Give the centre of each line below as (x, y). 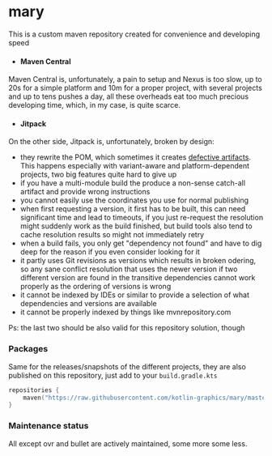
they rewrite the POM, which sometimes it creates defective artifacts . (135, 157)
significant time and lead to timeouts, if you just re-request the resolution (142, 218)
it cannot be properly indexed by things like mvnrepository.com (125, 312)
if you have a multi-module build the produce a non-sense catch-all (132, 183)
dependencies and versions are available (88, 304)
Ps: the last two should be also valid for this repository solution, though (127, 328)
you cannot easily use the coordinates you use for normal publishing (134, 200)
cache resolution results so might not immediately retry (112, 235)
